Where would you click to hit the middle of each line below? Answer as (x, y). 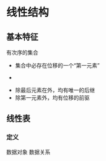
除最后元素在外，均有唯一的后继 (55, 90)
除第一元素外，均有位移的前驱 (52, 98)
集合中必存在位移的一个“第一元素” (57, 65)
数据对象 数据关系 (28, 152)
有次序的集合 (22, 53)
